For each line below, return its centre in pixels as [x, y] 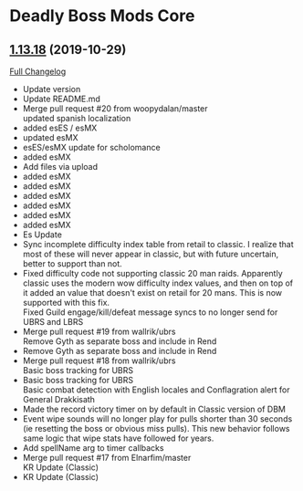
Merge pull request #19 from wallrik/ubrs [99, 331]
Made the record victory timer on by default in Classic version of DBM [154, 409]
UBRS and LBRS [53, 322]
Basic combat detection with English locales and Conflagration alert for [156, 390]
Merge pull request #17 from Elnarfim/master [107, 458]
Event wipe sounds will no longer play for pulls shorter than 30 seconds [157, 419]
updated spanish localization [77, 118]
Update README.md [61, 99]
